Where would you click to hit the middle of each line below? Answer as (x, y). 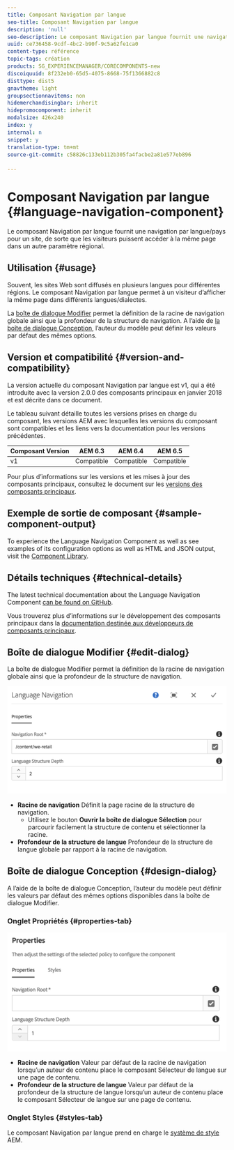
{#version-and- (149, 357)
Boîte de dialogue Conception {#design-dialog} (112, 871)
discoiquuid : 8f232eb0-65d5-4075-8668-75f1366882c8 (84, 73)
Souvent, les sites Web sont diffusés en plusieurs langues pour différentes (114, 285)
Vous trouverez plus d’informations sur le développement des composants (114, 615)
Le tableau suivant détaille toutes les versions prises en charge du (102, 413)
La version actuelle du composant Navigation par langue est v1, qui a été (111, 385)
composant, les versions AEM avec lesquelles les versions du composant (112, 421)
